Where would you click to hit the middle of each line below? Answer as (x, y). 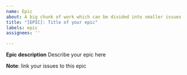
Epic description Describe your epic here (56, 55)
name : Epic (19, 11)
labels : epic (22, 28)
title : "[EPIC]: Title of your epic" (52, 22)
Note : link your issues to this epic (46, 66)
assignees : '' (23, 33)
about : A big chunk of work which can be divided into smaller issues (94, 17)
